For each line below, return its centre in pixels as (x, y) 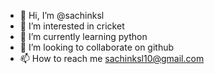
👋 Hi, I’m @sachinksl (62, 15)
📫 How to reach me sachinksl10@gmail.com (112, 58)
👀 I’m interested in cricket (72, 26)
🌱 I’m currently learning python (83, 36)
